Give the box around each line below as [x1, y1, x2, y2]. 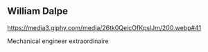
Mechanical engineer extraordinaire [7, 37, 109, 45]
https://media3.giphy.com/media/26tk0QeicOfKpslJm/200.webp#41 [7, 23, 202, 31]
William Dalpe [7, 5, 68, 17]
